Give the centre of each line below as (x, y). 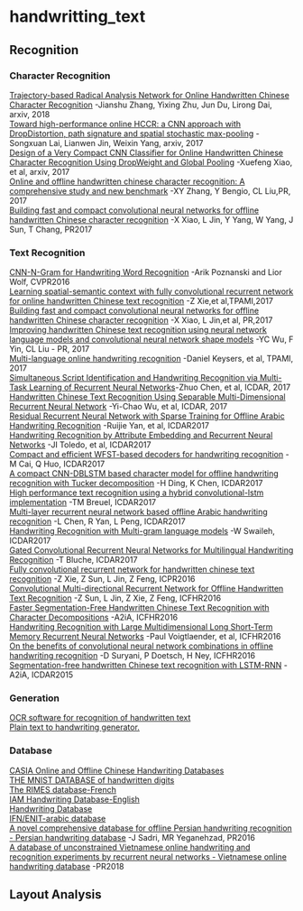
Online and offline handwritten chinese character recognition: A (127, 181)
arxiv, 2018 (30, 114)
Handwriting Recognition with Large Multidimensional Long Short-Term (141, 627)
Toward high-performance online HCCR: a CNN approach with (125, 124)
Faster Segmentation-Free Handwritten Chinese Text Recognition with (139, 608)
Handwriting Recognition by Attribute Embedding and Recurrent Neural (141, 436)
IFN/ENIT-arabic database (58, 818)
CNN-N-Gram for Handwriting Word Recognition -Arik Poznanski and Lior (146, 272)
